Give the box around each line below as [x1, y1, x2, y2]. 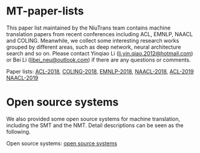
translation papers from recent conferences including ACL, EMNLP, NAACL [6, 30, 193, 37]
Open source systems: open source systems [6, 140, 118, 147]
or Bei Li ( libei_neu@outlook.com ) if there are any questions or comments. [6, 56, 192, 63]
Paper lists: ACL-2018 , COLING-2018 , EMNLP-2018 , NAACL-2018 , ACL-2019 [6, 67, 195, 75]
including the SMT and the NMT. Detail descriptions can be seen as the [6, 122, 184, 129]
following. [6, 128, 31, 135]
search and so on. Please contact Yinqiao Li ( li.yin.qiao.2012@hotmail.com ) [6, 49, 193, 57]
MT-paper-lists [6, 4, 84, 18]
